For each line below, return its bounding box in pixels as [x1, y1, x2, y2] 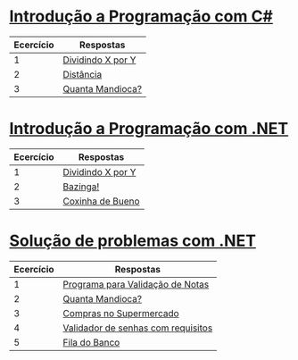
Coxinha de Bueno [62, 195, 140, 207]
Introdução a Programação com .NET [9, 119, 289, 139]
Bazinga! [62, 180, 100, 193]
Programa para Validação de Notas [62, 278, 210, 290]
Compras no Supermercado [62, 306, 180, 319]
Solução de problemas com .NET [9, 230, 257, 251]
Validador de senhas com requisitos [62, 322, 213, 334]
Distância [62, 68, 103, 80]
